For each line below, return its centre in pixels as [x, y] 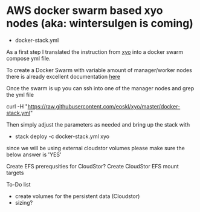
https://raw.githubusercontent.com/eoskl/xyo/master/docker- [104, 106]
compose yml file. [28, 58]
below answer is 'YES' [34, 154]
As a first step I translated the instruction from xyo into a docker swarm [95, 51]
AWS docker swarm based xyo [85, 11]
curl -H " [17, 106]
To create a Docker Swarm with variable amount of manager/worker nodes [99, 70]
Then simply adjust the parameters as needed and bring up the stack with [98, 124]
